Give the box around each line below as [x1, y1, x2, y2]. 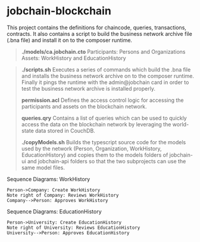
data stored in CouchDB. [35, 127, 96, 134]
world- [172, 120, 189, 128]
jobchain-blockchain [7, 4, 112, 18]
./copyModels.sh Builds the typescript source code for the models [21, 138, 186, 145]
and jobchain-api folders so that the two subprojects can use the [27, 157, 186, 165]
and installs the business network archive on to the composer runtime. [21, 72, 195, 79]
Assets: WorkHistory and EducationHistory [21, 54, 127, 61]
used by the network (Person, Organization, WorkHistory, [21, 145, 162, 152]
